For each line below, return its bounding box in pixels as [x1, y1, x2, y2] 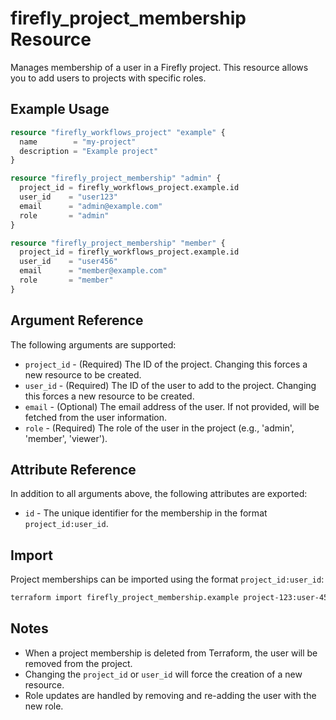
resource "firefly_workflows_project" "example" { [10, 127, 226, 137]
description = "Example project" [19, 146, 159, 156]
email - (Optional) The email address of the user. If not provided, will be [24, 400, 320, 412]
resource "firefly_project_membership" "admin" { [10, 173, 222, 184]
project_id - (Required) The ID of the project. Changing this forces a [24, 358, 308, 370]
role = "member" [19, 275, 114, 285]
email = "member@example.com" [19, 266, 168, 276]
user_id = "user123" [19, 192, 118, 202]
